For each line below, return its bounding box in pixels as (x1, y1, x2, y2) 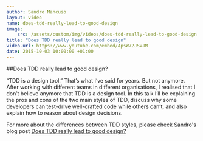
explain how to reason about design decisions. (6, 109, 123, 116)
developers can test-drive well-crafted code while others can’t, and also (6, 103, 187, 110)
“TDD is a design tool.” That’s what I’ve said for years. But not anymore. (6, 77, 185, 84)
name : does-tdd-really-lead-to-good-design (6, 20, 119, 26)
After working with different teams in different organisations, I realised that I (6, 83, 196, 91)
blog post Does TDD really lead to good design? (6, 127, 126, 134)
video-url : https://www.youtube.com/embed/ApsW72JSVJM (6, 43, 148, 49)
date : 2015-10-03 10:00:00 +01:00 (6, 49, 94, 55)
